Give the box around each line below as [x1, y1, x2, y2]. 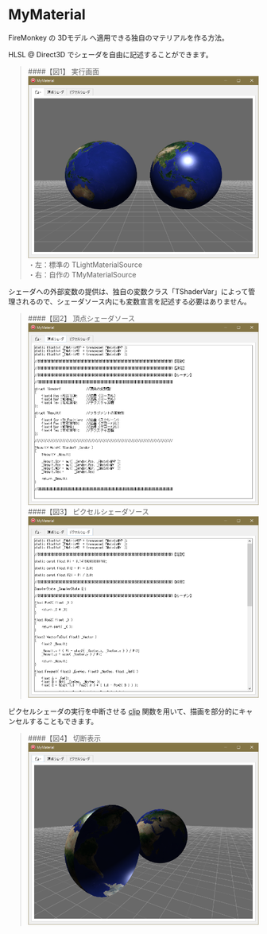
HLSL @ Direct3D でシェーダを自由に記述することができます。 [8, 49, 213, 59]
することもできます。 [29, 717, 99, 727]
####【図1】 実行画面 [27, 66, 99, 76]
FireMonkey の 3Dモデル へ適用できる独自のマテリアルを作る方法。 [8, 33, 229, 42]
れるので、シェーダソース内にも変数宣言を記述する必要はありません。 [21, 296, 252, 306]
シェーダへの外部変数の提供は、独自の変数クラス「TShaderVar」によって [8, 286, 249, 296]
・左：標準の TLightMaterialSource [27, 260, 143, 269]
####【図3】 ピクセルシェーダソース [27, 506, 149, 516]
